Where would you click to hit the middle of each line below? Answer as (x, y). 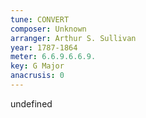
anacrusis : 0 (37, 76)
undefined (31, 103)
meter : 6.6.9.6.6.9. (53, 57)
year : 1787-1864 (44, 47)
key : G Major (37, 66)
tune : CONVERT (40, 19)
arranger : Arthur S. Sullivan (73, 38)
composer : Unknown (48, 29)
